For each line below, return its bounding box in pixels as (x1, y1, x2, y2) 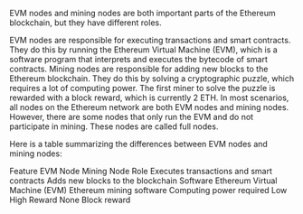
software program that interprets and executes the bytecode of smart (9, 54, 269, 64)
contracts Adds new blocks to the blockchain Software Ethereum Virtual (9, 175, 278, 186)
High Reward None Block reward (9, 194, 131, 205)
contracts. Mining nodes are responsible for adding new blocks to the (9, 63, 269, 74)
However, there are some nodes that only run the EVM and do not (9, 112, 254, 122)
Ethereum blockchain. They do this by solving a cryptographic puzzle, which (9, 73, 295, 84)
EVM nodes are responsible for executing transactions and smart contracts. (9, 35, 291, 45)
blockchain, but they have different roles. (9, 17, 162, 28)
